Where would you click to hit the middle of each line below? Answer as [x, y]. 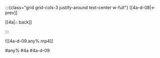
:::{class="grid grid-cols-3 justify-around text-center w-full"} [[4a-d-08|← [80, 8]
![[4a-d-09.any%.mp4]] [29, 41]
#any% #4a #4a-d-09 [28, 50]
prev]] [11, 13]
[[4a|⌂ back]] [18, 22]
